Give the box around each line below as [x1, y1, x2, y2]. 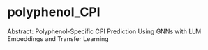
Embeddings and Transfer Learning [7, 34, 110, 42]
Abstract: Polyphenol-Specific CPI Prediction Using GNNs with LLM [7, 27, 202, 35]
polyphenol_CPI [7, 4, 101, 20]
